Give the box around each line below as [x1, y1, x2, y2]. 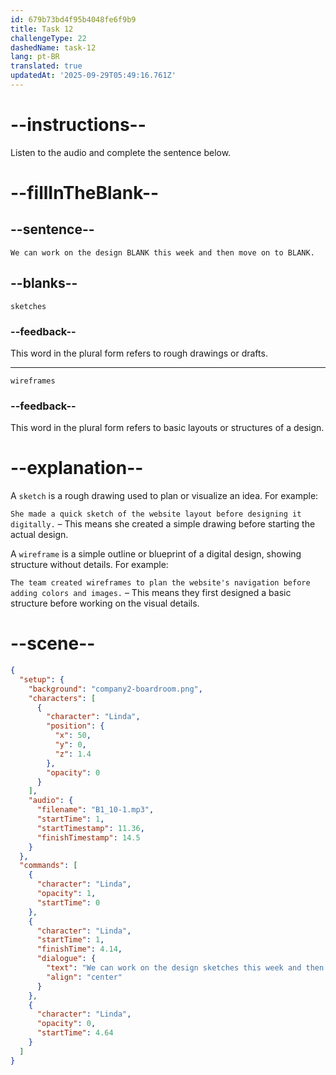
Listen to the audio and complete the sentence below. [10, 146, 232, 158]
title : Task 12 [10, 24, 74, 34]
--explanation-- [10, 457, 144, 480]
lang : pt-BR [10, 52, 60, 62]
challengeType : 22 [10, 33, 87, 43]
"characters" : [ [28, 693, 97, 703]
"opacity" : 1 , [36, 889, 97, 899]
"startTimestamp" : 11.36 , [36, 823, 145, 833]
